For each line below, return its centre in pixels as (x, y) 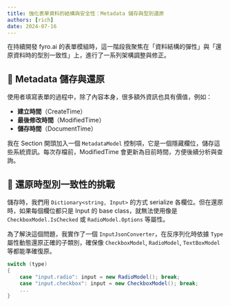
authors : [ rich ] (30, 20)
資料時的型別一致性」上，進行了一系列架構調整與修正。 (91, 55)
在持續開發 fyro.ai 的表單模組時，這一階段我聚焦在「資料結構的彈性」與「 (111, 47)
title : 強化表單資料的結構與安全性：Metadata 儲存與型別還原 (86, 13)
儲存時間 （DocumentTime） (57, 129)
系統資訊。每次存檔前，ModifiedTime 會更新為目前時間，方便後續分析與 (115, 152)
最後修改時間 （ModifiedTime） (61, 120)
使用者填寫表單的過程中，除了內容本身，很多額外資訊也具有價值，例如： (109, 97)
